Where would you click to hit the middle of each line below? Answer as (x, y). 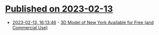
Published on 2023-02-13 (59, 9)
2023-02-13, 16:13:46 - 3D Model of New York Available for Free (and (83, 22)
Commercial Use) (30, 27)
